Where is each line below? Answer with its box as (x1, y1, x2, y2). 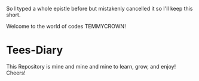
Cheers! (6, 69, 26, 76)
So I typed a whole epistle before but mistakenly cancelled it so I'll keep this (6, 5, 193, 12)
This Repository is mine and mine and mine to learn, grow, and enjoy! (6, 63, 176, 70)
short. (6, 11, 21, 18)
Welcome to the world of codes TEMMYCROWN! (6, 23, 127, 30)
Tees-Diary (6, 44, 63, 57)
